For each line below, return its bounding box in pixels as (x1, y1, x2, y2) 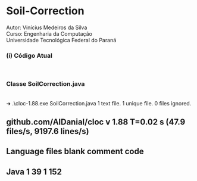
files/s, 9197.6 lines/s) (6, 126, 89, 136)
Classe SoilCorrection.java (6, 80, 85, 88)
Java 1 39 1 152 (6, 167, 62, 177)
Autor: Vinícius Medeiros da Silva (6, 24, 87, 31)
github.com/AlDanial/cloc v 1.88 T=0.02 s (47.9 (6, 117, 186, 127)
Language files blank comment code (6, 146, 144, 157)
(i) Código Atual (6, 51, 52, 60)
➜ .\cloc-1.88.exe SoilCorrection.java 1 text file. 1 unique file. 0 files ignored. (6, 99, 192, 107)
